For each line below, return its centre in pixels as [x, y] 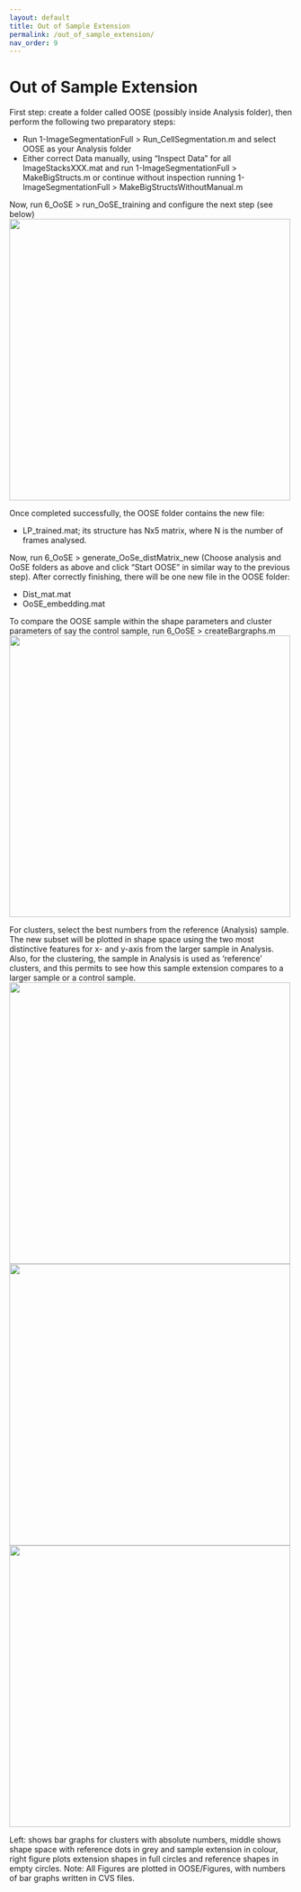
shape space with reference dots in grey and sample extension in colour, [144, 1850]
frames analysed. [54, 541]
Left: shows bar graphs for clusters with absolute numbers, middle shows [145, 1840]
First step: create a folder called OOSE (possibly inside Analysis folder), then [150, 113]
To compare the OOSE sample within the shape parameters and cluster [141, 622]
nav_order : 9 [34, 43]
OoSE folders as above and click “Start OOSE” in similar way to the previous [150, 568]
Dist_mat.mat [47, 595]
